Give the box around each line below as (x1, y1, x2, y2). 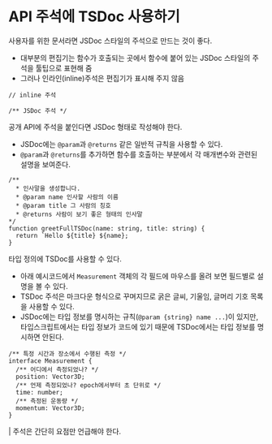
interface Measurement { (8, 356, 93, 365)
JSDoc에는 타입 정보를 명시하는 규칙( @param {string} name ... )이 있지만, (19, 312, 258, 321)
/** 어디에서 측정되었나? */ (15, 365, 99, 373)
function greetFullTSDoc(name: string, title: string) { (8, 224, 205, 232)
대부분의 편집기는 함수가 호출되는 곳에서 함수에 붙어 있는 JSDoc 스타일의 (19, 53, 251, 63)
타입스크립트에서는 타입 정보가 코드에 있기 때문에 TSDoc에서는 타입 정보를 (19, 321, 256, 331)
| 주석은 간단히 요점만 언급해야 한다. (8, 426, 122, 436)
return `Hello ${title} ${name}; (15, 231, 129, 239)
